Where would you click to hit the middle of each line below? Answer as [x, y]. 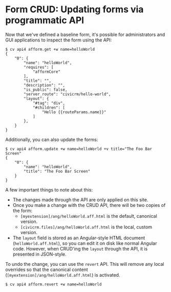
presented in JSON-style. [39, 254]
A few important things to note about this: [49, 190]
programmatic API [45, 20]
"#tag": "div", [49, 103]
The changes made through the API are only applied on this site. [80, 200]
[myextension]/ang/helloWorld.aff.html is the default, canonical [89, 216]
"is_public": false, [46, 90]
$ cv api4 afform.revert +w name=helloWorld [54, 284]
